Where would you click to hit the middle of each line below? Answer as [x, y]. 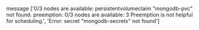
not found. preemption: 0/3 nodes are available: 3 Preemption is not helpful [99, 15]
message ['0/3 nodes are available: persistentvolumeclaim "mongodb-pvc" [99, 9]
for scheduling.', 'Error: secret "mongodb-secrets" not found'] [83, 21]
